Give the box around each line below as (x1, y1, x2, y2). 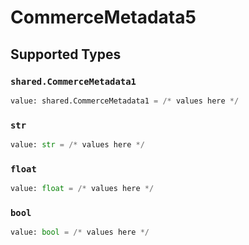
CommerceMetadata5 (10, 6, 197, 29)
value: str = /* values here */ (10, 140, 145, 150)
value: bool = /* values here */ (10, 227, 150, 238)
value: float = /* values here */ (10, 184, 155, 194)
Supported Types (10, 46, 122, 63)
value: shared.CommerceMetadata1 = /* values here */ (10, 96, 240, 106)
